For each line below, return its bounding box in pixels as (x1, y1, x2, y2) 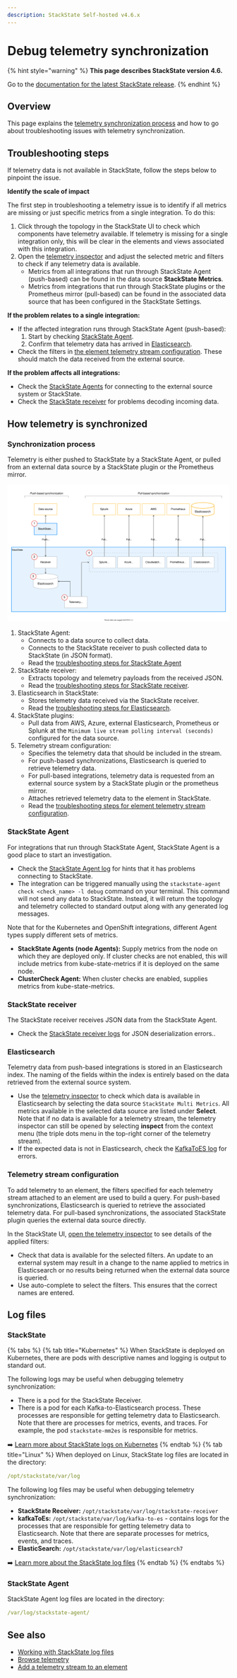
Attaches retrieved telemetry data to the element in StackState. (28, 794, 212, 803)
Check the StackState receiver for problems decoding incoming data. (17, 397, 219, 406)
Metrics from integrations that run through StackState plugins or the (28, 282, 226, 291)
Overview (7, 100, 51, 113)
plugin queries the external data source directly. (7, 1216, 147, 1224)
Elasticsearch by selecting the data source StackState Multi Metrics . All (17, 1099, 229, 1108)
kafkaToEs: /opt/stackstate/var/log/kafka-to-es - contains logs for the (17, 1515, 229, 1523)
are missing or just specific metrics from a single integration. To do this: (7, 209, 216, 217)
